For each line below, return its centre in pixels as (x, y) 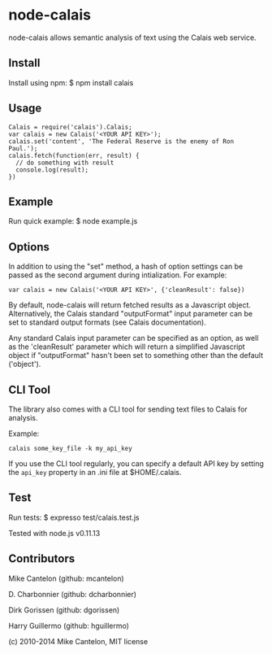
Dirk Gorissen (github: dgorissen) (64, 610)
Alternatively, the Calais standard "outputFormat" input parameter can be (131, 314)
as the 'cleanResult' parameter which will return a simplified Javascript (127, 347)
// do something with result (65, 163)
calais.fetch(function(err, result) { (74, 155)
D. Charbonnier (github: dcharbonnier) (72, 594)
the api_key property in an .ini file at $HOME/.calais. (95, 472)
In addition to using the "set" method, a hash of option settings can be (126, 267)
